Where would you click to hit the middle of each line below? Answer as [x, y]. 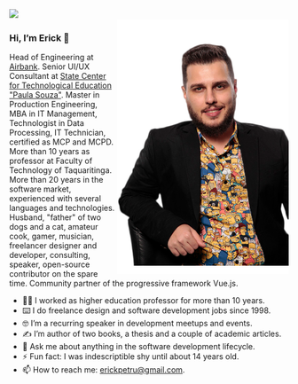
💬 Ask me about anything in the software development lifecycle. [138, 347]
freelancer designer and [53, 246]
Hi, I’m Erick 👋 [39, 37]
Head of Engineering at [51, 58]
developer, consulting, [50, 255]
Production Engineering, [53, 105]
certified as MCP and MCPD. [61, 142]
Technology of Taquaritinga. [61, 170]
